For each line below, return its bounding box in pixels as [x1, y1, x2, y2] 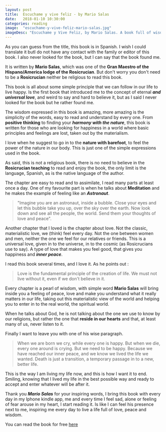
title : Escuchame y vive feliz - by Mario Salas [5, 12, 110, 17]
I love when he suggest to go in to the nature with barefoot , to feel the [5, 140, 149, 146]
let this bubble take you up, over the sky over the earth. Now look [17, 205, 151, 211]
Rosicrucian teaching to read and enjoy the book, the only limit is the [5, 165, 147, 171]
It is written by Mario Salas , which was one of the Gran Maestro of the [5, 64, 149, 70]
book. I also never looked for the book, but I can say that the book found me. [5, 54, 161, 60]
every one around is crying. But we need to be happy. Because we [17, 346, 153, 351]
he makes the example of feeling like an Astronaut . [5, 191, 110, 196]
